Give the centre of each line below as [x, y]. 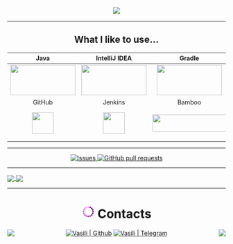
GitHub [43, 102]
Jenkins [114, 102]
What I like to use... [116, 40]
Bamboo [189, 102]
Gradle [189, 58]
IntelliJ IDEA [114, 58]
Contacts [124, 214]
